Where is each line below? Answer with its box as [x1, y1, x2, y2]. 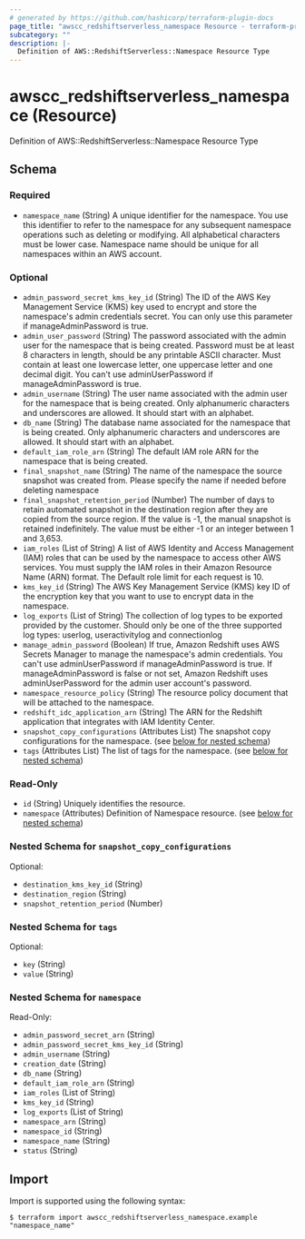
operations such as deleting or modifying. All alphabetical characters [22, 229, 280, 240]
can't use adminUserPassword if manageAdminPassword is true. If [22, 659, 272, 669]
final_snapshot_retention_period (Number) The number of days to [22, 494, 275, 505]
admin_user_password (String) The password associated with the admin [22, 331, 287, 342]
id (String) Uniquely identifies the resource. [22, 798, 186, 809]
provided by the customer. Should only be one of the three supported [22, 619, 283, 631]
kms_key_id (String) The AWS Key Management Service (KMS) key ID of [22, 581, 290, 592]
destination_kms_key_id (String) [22, 878, 143, 889]
